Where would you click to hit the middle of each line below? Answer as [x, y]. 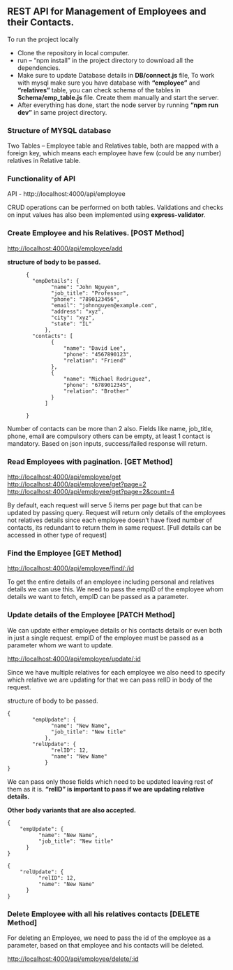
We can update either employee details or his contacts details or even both [115, 630]
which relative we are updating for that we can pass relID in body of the [110, 680]
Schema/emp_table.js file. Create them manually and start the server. [118, 97]
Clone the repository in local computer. [73, 52]
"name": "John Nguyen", [85, 287]
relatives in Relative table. [44, 161]
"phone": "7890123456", [85, 299]
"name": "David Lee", [95, 348]
